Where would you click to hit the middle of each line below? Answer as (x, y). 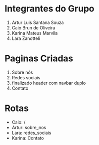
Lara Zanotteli (26, 38)
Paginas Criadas (39, 59)
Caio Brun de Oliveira (33, 27)
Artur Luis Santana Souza (38, 22)
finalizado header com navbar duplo (49, 83)
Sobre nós (22, 72)
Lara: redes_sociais (31, 133)
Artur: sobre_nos (29, 127)
